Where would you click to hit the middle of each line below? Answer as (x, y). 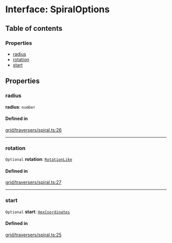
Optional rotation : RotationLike (39, 159)
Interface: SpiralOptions (58, 9)
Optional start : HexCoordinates (38, 212)
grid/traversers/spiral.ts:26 (34, 130)
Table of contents (34, 28)
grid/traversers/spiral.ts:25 (34, 235)
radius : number (20, 107)
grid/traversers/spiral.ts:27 (34, 183)
